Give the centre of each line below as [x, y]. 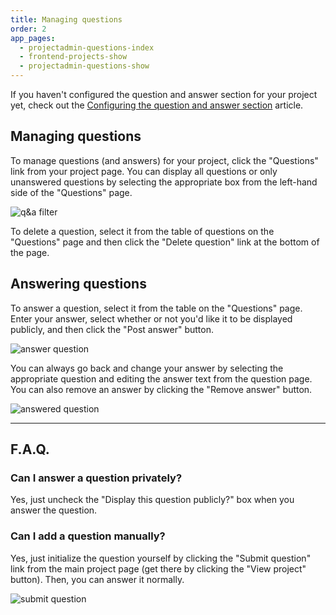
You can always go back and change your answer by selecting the [147, 368]
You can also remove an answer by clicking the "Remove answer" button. [161, 389]
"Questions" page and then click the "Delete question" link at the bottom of [165, 242]
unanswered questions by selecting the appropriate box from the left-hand [164, 182]
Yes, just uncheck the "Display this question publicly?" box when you [152, 500]
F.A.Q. [30, 449]
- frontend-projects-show [73, 57]
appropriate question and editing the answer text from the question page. [161, 378]
